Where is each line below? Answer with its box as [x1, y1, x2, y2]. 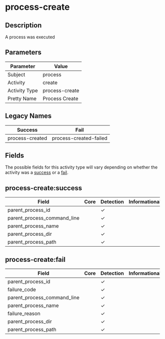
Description [5, 21, 42, 29]
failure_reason [7, 310, 41, 317]
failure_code [7, 286, 36, 293]
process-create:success [5, 184, 82, 192]
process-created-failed [52, 135, 108, 141]
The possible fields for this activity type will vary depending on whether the [5, 164, 158, 170]
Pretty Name [7, 95, 37, 102]
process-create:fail [5, 255, 66, 264]
